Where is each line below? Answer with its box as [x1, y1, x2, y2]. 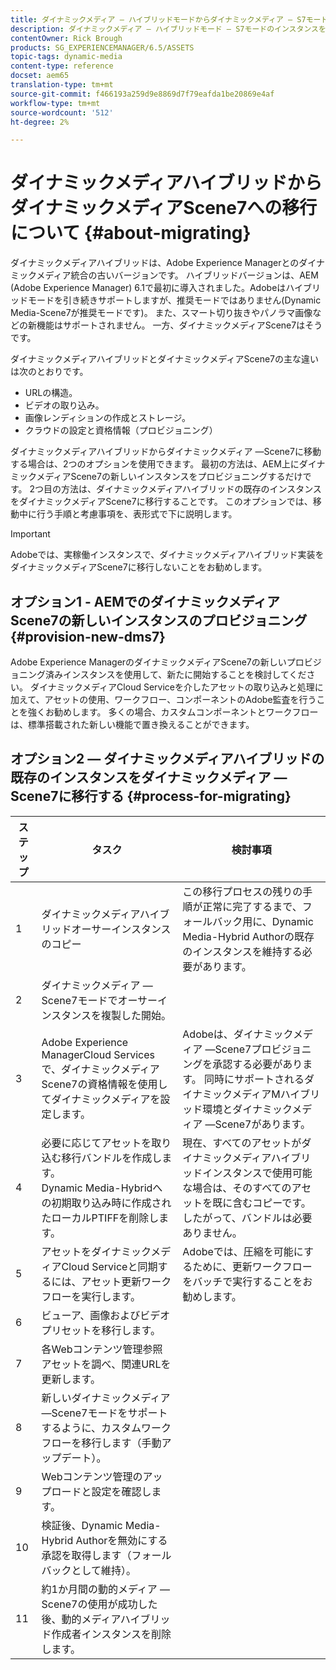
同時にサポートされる [203, 1072, 305, 1086]
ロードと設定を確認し [51, 1484, 152, 1498]
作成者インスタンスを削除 [51, 1627, 172, 1641]
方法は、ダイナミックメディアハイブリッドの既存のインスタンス [61, 483, 322, 495]
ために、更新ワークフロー [192, 1259, 313, 1273]
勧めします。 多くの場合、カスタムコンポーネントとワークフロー [53, 706, 319, 718]
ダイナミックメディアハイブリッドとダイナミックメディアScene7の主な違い [10, 353, 320, 365]
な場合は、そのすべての [182, 1181, 292, 1195]
